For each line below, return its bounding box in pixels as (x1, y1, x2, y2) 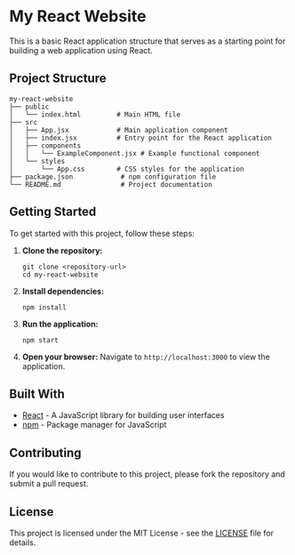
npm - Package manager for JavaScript (21, 420, 167, 430)
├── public (9, 102, 50, 111)
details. (9, 537, 36, 548)
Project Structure (9, 71, 107, 86)
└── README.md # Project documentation (9, 180, 213, 189)
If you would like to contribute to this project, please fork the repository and (9, 469, 286, 479)
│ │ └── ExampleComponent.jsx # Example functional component (9, 149, 260, 157)
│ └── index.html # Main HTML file (9, 109, 180, 119)
